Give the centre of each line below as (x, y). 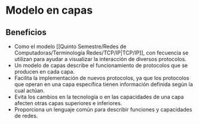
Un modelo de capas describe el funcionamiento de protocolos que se (101, 65)
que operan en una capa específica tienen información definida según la (104, 84)
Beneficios (26, 32)
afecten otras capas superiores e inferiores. (68, 103)
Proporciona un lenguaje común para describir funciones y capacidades (103, 109)
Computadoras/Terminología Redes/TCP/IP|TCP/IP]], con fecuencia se (101, 53)
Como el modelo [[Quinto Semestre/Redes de (70, 46)
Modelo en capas (49, 10)
